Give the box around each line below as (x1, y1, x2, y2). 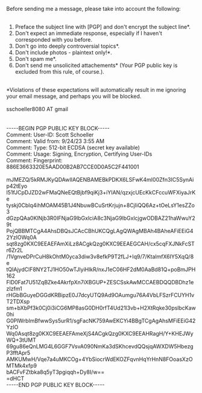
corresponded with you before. (14, 36, 92, 43)
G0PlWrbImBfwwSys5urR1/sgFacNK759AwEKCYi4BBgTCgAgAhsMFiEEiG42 (6, 317, 196, 324)
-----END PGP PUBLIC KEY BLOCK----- (6, 382, 105, 388)
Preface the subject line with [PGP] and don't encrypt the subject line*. (14, 24, 191, 30)
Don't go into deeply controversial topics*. (14, 42, 120, 50)
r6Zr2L (6, 247, 24, 254)
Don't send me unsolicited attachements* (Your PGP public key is (14, 62, 178, 69)
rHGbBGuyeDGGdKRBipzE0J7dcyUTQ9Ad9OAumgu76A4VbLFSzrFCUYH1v (6, 292, 195, 298)
